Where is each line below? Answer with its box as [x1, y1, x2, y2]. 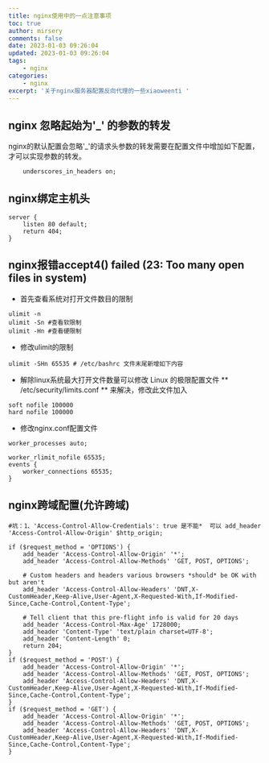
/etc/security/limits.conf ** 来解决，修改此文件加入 [19, 384, 188, 395]
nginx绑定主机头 [8, 191, 91, 205]
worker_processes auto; [8, 439, 88, 447]
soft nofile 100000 [8, 400, 74, 409]
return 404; [22, 227, 63, 235]
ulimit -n [8, 309, 42, 318]
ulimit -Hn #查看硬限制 [8, 327, 82, 335]
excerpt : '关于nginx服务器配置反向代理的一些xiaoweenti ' [8, 86, 190, 95]
